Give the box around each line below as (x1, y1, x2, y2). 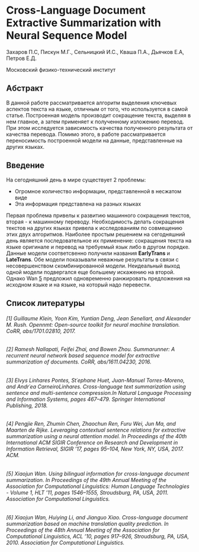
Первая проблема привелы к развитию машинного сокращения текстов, (6, 212, 191, 219)
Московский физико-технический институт (6, 66, 116, 73)
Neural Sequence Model (6, 29, 127, 42)
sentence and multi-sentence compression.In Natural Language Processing (6, 389, 191, 396)
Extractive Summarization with (6, 16, 161, 30)
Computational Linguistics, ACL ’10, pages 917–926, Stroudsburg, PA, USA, (6, 532, 190, 540)
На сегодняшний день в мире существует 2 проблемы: (6, 176, 146, 183)
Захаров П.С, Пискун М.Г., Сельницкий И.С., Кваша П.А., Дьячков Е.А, (6, 48, 185, 55)
